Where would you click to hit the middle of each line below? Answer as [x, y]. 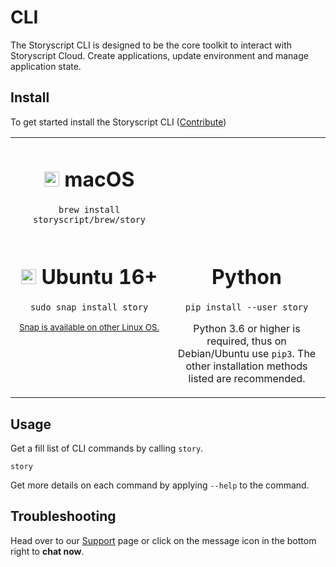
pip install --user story [246, 307]
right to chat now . [47, 551]
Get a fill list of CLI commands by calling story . [107, 448]
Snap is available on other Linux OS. [89, 327]
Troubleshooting [63, 516]
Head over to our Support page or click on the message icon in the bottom [163, 540]
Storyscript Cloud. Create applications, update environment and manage [159, 55]
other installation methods [246, 366]
